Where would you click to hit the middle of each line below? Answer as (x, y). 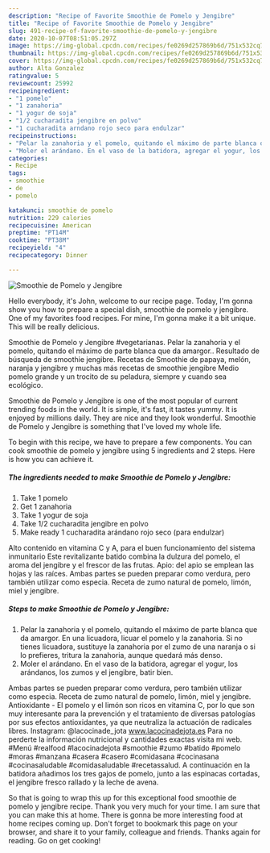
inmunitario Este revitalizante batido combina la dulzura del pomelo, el (125, 556)
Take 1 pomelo (44, 497)
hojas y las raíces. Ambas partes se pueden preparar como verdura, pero (129, 573)
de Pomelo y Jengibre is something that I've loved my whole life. (115, 426)
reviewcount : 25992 (41, 83)
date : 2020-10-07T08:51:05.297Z (62, 38)
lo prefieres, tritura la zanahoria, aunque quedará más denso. (121, 655)
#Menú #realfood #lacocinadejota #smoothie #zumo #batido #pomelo (125, 747)
